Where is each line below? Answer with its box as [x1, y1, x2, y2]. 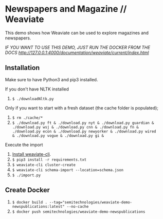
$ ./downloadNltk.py [12, 96, 54, 101]
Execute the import [5, 142, 43, 147]
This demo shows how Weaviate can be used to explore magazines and [5, 30, 149, 36]
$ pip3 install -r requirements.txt [12, 157, 87, 162]
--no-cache [66, 204, 89, 209]
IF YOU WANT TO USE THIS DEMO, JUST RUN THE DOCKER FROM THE [5, 44, 150, 50]
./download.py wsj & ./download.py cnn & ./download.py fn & [12, 125, 139, 129]
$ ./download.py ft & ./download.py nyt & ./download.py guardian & [12, 120, 154, 125]
